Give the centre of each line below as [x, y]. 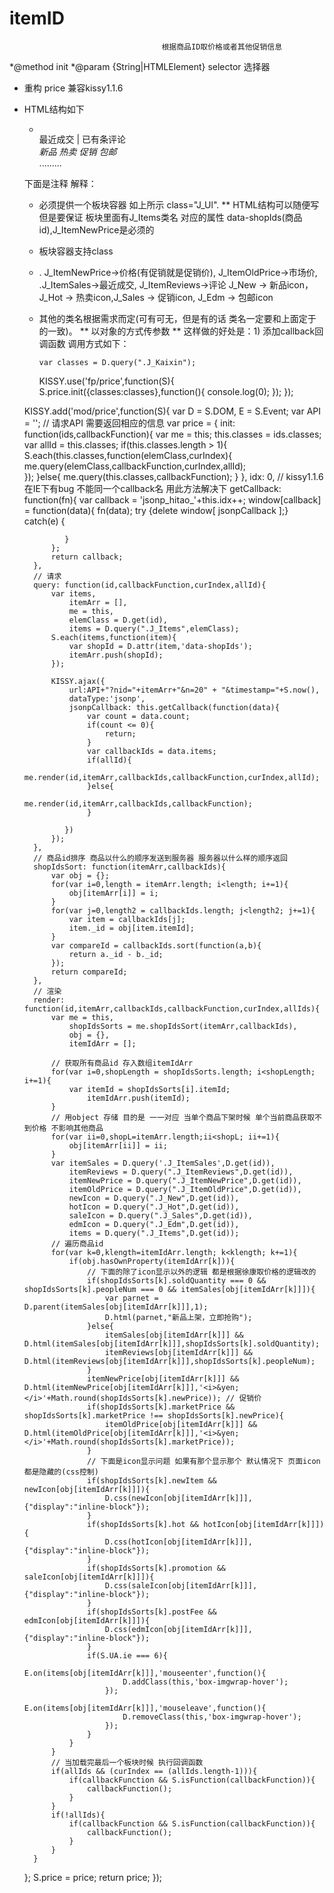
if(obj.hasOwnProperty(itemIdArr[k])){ [152, 1261]
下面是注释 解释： [60, 183]
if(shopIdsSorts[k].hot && [143, 1524]
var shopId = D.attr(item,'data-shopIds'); [160, 646]
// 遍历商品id [77, 1243]
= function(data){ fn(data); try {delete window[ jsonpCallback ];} [156, 510]
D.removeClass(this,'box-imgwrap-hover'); [212, 1717]
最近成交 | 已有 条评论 [82, 139]
